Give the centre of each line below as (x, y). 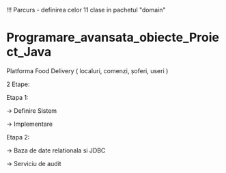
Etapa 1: (17, 97)
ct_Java (29, 52)
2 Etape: (18, 84)
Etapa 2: (18, 137)
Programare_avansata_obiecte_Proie (113, 38)
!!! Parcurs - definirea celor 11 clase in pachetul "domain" (86, 10)
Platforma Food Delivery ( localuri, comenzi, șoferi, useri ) (87, 70)
